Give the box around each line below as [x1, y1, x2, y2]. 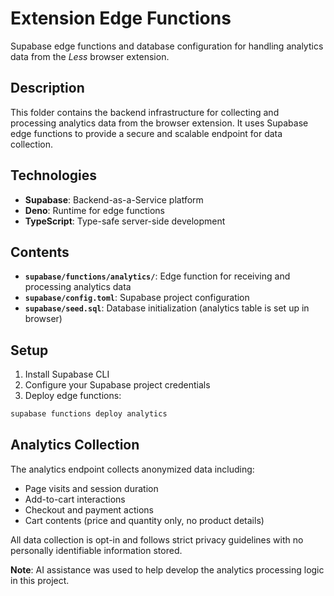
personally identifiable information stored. [10, 544, 183, 556]
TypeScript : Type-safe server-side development [24, 215, 226, 227]
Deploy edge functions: [24, 390, 122, 402]
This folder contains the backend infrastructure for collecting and [10, 106, 280, 118]
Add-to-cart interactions [24, 493, 126, 505]
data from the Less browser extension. [10, 50, 170, 62]
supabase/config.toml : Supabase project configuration [24, 292, 250, 304]
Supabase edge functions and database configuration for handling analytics [10, 40, 324, 52]
